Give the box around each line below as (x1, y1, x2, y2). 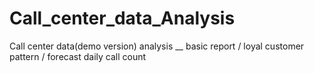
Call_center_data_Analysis (9, 7, 236, 30)
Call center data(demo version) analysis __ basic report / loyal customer (9, 40, 305, 52)
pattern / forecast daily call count (9, 50, 147, 62)
